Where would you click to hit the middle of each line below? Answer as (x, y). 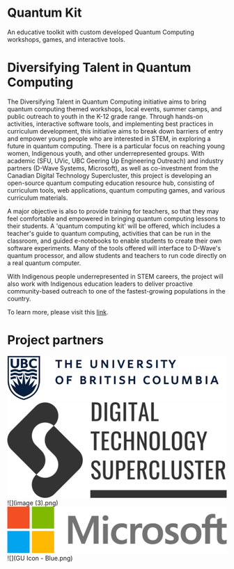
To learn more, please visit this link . (58, 312)
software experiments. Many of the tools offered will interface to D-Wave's (114, 248)
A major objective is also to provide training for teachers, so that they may (113, 211)
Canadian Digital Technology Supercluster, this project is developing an (110, 175)
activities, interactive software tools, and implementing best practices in (110, 124)
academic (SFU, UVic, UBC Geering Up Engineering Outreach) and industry (116, 161)
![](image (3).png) (33, 503)
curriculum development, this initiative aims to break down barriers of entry (115, 131)
